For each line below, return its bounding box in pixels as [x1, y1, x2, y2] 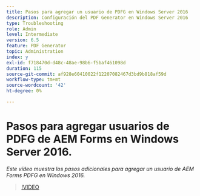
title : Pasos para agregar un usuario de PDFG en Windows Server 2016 [6, 8, 188, 15]
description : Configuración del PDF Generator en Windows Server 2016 [6, 15, 188, 21]
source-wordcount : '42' [6, 83, 67, 89]
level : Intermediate [6, 32, 59, 38]
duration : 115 [6, 65, 42, 72]
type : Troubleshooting [6, 20, 64, 26]
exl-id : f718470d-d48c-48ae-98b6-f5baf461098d [6, 59, 126, 66]
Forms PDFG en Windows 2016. [6, 171, 85, 179]
